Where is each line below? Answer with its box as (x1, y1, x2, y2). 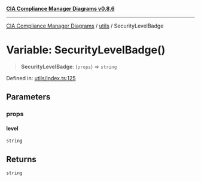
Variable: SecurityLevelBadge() (6, 43, 166, 57)
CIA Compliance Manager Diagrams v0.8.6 (6, 5, 115, 12)
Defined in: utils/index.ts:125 (6, 74, 76, 81)
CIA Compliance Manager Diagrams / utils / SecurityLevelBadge (6, 22, 164, 29)
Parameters (6, 92, 51, 102)
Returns (6, 154, 37, 164)
